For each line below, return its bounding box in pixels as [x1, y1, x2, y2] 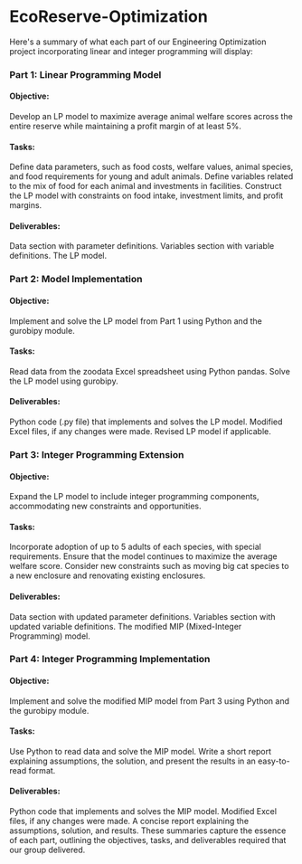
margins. [9, 200, 42, 211]
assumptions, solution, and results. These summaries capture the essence [9, 825, 287, 836]
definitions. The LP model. [9, 251, 107, 261]
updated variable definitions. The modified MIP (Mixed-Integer [9, 621, 242, 631]
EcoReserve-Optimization [9, 6, 208, 27]
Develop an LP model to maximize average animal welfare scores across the [9, 111, 294, 122]
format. [28, 764, 56, 775]
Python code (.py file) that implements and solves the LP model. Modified [9, 416, 283, 427]
